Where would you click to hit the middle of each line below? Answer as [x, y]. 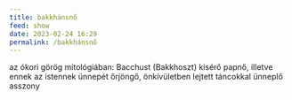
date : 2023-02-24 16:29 [53, 34]
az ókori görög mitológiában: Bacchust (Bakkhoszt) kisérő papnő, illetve [141, 67]
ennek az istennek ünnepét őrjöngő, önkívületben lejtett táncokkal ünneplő [146, 77]
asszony [24, 86]
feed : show [29, 26]
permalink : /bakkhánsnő [53, 42]
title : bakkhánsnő [43, 17]
